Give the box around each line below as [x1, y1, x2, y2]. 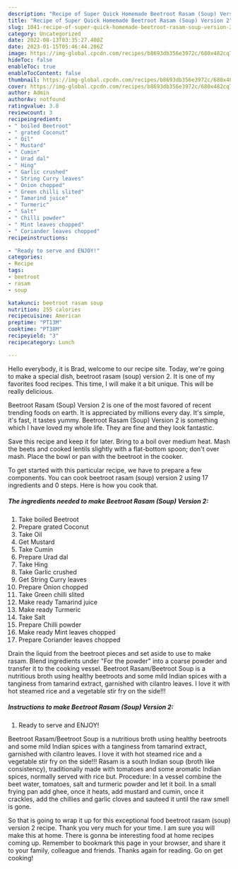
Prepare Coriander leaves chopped [18, 635, 121, 644]
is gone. [8, 802, 32, 811]
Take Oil [18, 530, 42, 538]
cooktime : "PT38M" [8, 326, 62, 333]
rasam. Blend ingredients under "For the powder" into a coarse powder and [8, 657, 227, 665]
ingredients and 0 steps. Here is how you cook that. [8, 481, 158, 489]
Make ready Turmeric [18, 605, 81, 613]
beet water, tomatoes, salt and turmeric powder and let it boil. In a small [8, 780, 216, 788]
